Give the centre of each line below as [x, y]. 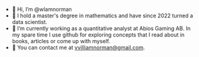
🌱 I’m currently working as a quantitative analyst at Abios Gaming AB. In [101, 28]
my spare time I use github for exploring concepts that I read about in [98, 35]
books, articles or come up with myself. [61, 41]
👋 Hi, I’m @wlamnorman [42, 9]
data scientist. [29, 22]
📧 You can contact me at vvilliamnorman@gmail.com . [78, 47]
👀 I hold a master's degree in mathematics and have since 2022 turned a [103, 16]
